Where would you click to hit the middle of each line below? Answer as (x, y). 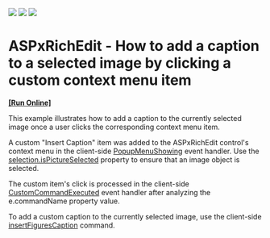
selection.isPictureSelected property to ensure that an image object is (124, 159)
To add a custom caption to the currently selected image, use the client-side (135, 216)
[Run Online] (30, 102)
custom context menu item (100, 80)
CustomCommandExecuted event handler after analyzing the (110, 192)
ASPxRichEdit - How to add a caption (134, 46)
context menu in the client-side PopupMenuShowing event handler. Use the (134, 151)
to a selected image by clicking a (120, 63)
